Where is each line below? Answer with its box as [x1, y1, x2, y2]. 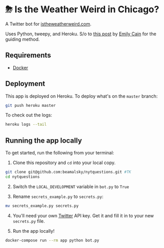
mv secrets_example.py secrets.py [5, 203, 79, 208]
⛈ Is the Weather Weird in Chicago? [5, 4, 159, 15]
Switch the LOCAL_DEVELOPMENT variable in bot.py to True [12, 183, 129, 190]
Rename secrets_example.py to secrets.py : [12, 193, 104, 199]
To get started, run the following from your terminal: [5, 150, 114, 156]
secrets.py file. [12, 218, 45, 224]
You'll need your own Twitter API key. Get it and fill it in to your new [12, 212, 154, 218]
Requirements [5, 51, 51, 60]
